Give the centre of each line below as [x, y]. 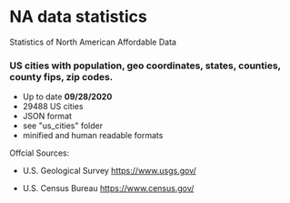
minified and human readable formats [93, 136]
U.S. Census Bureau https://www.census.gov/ [108, 188]
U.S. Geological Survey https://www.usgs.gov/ [110, 171]
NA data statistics [78, 17]
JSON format [47, 117]
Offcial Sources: [40, 153]
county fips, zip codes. [61, 76]
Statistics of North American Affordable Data [93, 42]
